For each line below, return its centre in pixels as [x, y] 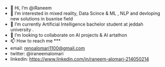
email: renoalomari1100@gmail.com [48, 48]
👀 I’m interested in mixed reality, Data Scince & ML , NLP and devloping [85, 13]
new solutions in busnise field [42, 19]
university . [22, 30]
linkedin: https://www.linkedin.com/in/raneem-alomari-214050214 [80, 59]
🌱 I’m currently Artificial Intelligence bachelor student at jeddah [77, 24]
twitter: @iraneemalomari [37, 53]
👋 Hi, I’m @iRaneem [31, 8]
